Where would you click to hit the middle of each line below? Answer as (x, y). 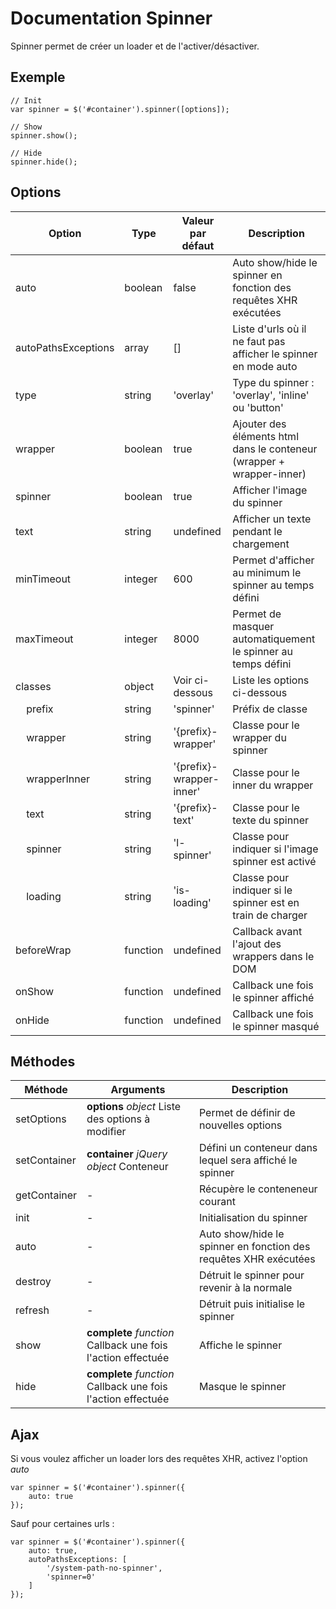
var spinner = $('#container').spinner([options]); (120, 109)
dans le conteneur (275, 449)
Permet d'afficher (273, 560)
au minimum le (267, 572)
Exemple (38, 77)
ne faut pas (259, 341)
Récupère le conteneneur (258, 1189)
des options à (118, 1119)
